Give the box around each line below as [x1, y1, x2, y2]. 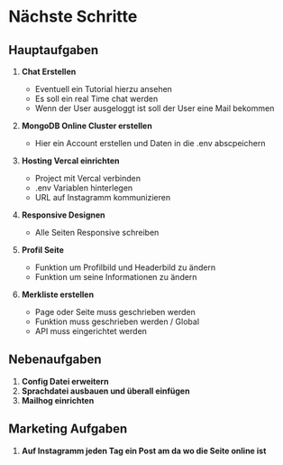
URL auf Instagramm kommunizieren [34, 192, 171, 202]
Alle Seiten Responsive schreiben [34, 228, 160, 237]
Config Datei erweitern [21, 376, 109, 386]
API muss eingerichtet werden [34, 326, 148, 336]
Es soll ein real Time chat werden [34, 93, 159, 104]
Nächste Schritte [8, 6, 138, 27]
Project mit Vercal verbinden [34, 173, 141, 183]
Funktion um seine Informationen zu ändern [34, 272, 197, 282]
